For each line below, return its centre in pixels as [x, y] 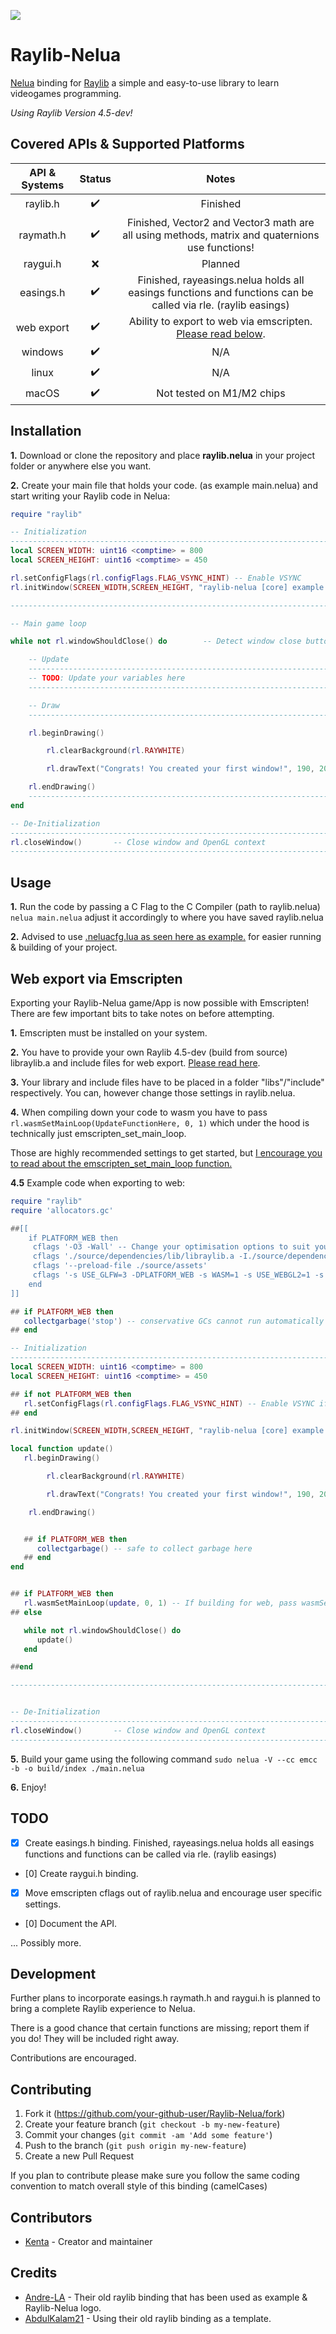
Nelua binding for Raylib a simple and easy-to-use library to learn [145, 82]
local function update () [62, 1449]
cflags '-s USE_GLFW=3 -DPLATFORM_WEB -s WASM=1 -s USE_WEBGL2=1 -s [178, 1275]
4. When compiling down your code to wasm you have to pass [139, 1112]
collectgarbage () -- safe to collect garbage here [144, 1548]
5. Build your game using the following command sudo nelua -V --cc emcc [164, 1759]
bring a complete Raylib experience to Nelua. [103, 2009]
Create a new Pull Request [79, 2156]
